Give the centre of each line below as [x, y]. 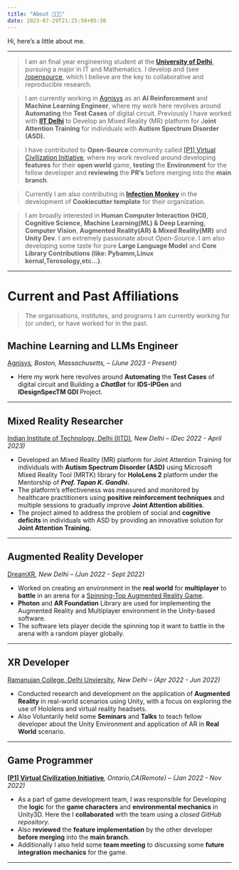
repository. [33, 822]
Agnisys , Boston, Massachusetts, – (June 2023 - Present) [92, 363]
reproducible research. [58, 84]
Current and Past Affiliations [93, 296]
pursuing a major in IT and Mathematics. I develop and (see [112, 69]
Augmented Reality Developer [75, 557]
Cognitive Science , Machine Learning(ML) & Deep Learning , [115, 222]
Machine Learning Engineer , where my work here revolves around [123, 106]
